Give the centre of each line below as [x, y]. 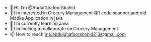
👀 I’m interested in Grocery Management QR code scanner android [78, 13]
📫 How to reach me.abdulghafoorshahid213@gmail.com [68, 34]
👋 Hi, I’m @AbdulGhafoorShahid [42, 8]
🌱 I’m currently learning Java [39, 23]
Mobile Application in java [36, 18]
